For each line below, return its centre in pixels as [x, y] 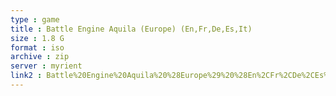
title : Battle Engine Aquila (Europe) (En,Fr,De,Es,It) [131, 29]
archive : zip [40, 57]
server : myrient [46, 66]
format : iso [37, 47]
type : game [35, 19]
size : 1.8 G [37, 38]
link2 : [26, 76]
